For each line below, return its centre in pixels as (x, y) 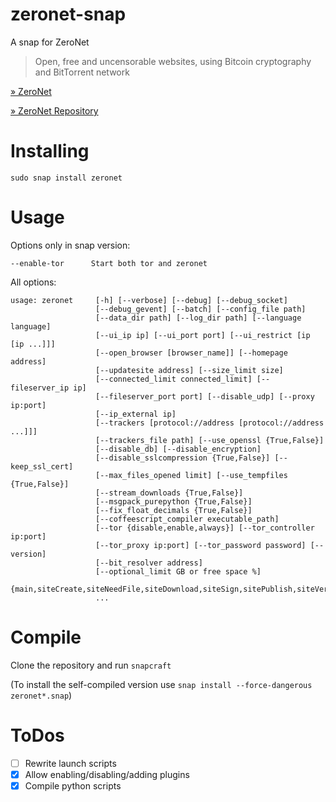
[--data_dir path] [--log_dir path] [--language (198, 318)
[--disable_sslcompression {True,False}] (183, 458)
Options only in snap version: (70, 245)
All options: (33, 282)
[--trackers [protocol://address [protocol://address (210, 423)
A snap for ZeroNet (50, 42)
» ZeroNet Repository (54, 110)
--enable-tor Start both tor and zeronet (109, 263)
